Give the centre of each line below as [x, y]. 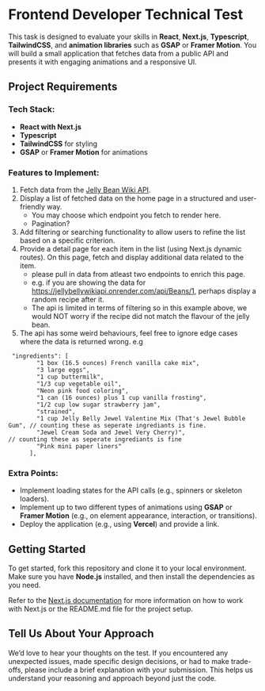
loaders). [34, 499]
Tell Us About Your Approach [81, 633]
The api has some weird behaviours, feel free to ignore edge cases [129, 333]
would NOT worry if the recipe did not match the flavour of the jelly [141, 316]
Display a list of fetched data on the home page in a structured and [129, 198]
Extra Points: [34, 473]
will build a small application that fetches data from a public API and [119, 53]
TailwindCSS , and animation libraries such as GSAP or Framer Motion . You [132, 44]
